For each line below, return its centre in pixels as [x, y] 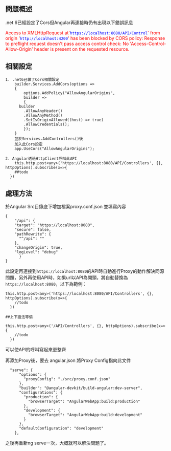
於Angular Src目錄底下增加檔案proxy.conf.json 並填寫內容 [66, 207]
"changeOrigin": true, [39, 248]
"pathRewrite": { [33, 234]
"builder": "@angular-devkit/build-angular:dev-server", [81, 388]
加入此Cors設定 [29, 144]
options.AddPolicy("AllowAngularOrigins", [69, 93]
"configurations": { [41, 393]
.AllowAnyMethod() [43, 115]
